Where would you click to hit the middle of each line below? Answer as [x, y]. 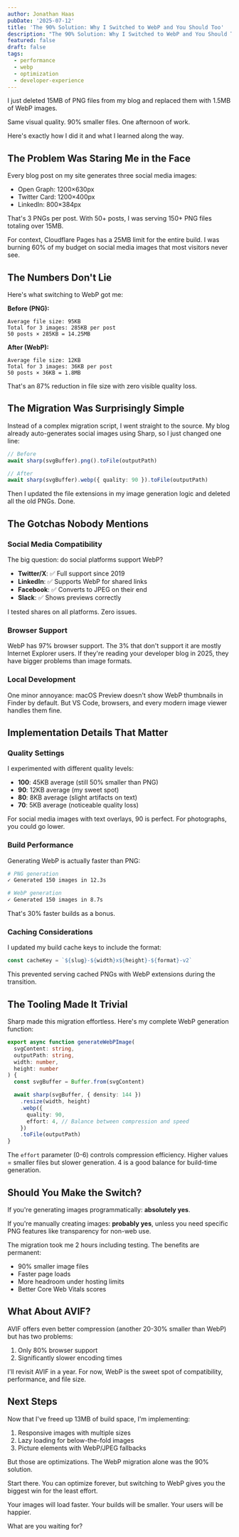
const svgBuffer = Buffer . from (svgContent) [79, 1082]
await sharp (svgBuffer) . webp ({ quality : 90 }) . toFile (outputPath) [108, 480]
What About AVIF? [49, 1312]
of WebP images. [32, 109]
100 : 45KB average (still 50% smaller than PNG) [88, 782]
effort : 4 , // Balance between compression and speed [108, 1122]
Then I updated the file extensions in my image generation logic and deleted [119, 494]
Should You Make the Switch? [75, 1193]
